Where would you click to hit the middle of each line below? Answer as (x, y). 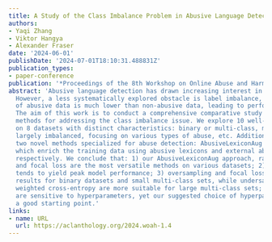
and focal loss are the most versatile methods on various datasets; (135, 166)
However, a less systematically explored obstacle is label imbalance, (139, 98)
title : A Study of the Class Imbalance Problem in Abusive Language (126, 16)
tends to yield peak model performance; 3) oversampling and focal (132, 173)
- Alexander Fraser (41, 46)
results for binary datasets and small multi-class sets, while (126, 181)
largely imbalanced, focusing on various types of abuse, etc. (124, 136)
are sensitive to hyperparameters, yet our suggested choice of (126, 196)
